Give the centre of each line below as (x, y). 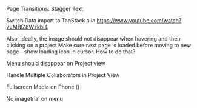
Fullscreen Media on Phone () (43, 87)
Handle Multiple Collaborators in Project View (63, 75)
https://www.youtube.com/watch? (139, 20)
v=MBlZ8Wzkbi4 (27, 27)
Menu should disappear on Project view (56, 63)
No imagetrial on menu (35, 99)
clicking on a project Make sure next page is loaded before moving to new (99, 45)
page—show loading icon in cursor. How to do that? (71, 52)
